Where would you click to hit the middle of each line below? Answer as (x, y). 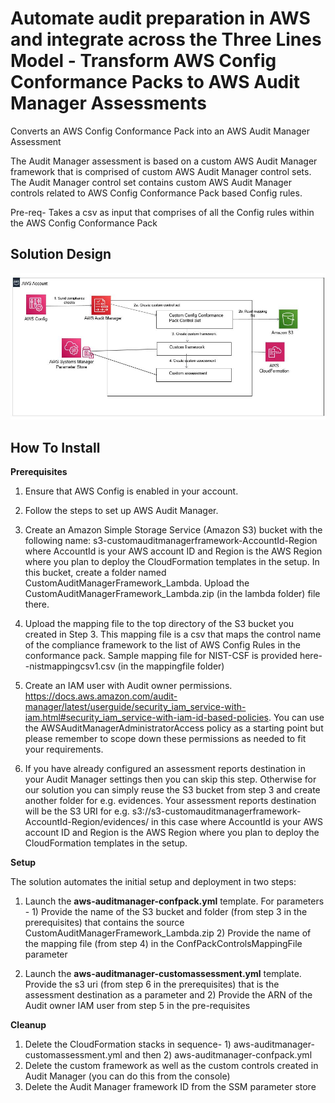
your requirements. (64, 749)
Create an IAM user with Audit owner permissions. (128, 685)
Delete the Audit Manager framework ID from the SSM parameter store (170, 1086)
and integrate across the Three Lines (166, 39)
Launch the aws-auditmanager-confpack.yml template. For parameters (174, 901)
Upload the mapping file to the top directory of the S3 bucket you (159, 623)
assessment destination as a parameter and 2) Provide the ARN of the (168, 994)
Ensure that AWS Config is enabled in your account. (131, 491)
